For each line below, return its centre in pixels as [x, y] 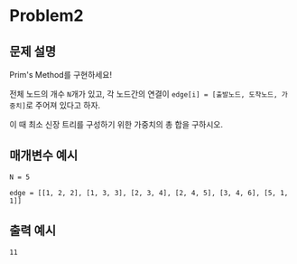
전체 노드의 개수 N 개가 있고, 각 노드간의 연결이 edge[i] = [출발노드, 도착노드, [144, 94]
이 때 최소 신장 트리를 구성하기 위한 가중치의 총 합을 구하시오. [116, 124]
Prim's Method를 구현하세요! [61, 75]
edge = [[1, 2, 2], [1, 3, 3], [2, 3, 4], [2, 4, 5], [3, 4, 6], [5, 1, [149, 193]
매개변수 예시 [44, 156]
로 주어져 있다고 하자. [63, 105]
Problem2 [46, 16]
